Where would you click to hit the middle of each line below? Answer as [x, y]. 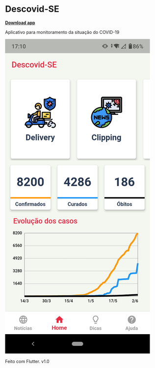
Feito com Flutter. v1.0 [27, 361]
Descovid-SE [32, 9]
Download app [20, 23]
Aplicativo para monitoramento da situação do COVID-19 [62, 32]
